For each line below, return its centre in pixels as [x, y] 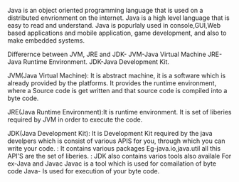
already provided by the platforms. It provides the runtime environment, [112, 83]
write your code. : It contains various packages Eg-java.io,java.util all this [114, 148]
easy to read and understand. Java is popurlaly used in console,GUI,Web [114, 25]
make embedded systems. [46, 41]
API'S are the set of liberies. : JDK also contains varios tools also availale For [119, 156]
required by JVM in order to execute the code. [75, 119]
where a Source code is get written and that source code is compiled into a [117, 91]
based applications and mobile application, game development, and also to [117, 33]
